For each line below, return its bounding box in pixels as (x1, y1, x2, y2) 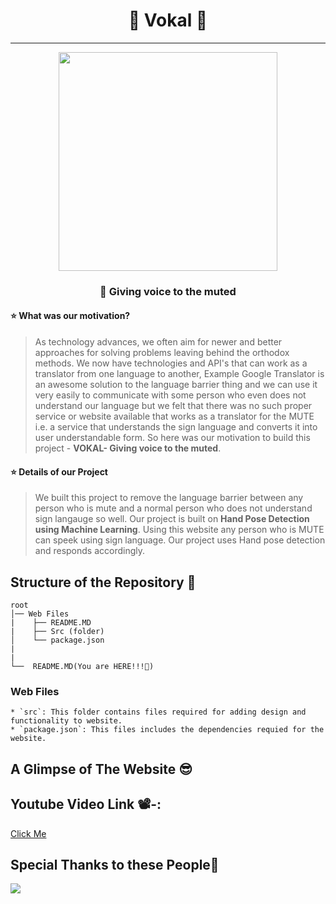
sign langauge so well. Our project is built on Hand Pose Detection (34, 513, 310, 525)
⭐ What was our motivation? (10, 310, 131, 322)
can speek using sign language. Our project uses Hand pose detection (34, 534, 326, 546)
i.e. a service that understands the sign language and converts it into (34, 421, 318, 433)
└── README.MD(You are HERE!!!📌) (10, 662, 155, 672)
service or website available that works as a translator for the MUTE (34, 410, 315, 423)
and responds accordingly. (34, 545, 146, 557)
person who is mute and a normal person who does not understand (34, 502, 313, 514)
